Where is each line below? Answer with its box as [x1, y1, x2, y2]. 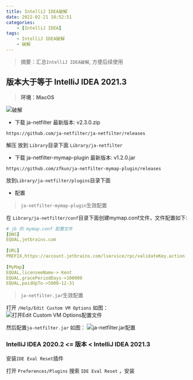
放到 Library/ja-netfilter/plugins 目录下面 [6, 177, 111, 184]
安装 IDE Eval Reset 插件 [6, 355, 64, 362]
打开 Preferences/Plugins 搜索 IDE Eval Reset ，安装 [6, 367, 135, 374]
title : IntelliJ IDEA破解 [6, 8, 67, 15]
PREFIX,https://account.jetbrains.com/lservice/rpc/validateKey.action [6, 253, 185, 259]
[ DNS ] [6, 231, 19, 237]
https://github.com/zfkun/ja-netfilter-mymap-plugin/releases [6, 166, 161, 171]
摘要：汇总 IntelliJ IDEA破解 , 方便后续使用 [20, 58, 123, 65]
